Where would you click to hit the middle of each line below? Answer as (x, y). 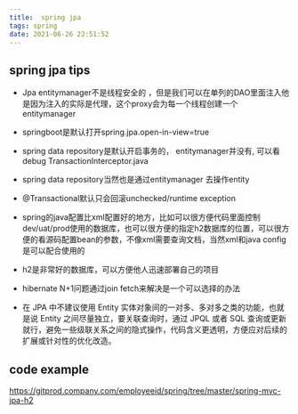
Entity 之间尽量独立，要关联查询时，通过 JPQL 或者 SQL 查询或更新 (163, 319)
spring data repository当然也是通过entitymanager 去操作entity (136, 180)
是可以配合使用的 (53, 251)
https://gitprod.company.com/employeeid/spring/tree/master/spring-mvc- (145, 391)
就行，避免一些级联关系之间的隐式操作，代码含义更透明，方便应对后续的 (154, 329)
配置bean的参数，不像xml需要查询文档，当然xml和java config (173, 239)
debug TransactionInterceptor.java (85, 161)
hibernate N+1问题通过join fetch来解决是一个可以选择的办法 (131, 288)
